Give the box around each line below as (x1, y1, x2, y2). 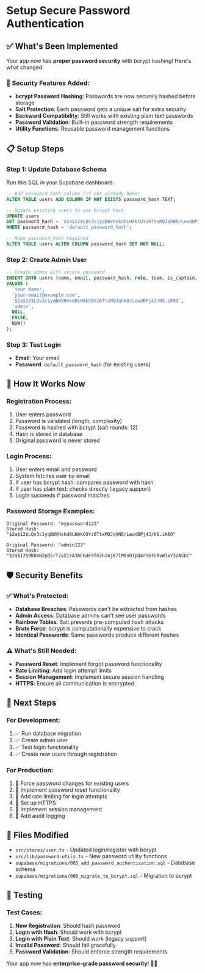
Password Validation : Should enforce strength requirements (15, 947, 168, 955)
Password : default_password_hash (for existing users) (15, 361, 151, 368)
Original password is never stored (15, 436, 101, 444)
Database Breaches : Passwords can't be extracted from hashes (15, 606, 177, 613)
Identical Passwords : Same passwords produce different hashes (15, 631, 179, 638)
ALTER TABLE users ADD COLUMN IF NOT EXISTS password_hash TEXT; (6, 196, 176, 202)
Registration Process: (6, 397, 72, 405)
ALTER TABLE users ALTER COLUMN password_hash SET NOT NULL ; (6, 241, 165, 247)
